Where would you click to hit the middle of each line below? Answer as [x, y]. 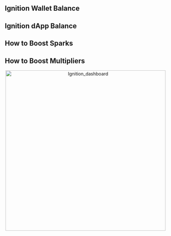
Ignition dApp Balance [41, 26]
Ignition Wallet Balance [42, 8]
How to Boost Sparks [39, 43]
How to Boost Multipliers [45, 61]
